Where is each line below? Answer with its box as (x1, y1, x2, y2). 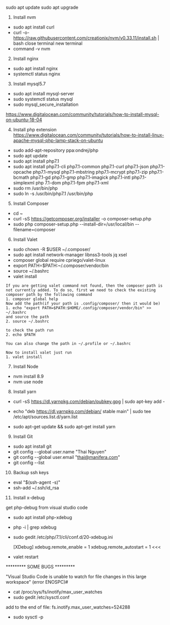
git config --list (13, 459, 45, 466)
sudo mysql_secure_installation (13, 101, 79, 107)
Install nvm (13, 14, 36, 20)
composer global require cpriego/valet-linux (13, 257, 106, 263)
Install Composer (13, 201, 49, 206)
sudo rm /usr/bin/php (13, 185, 58, 191)
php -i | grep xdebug (13, 524, 57, 530)
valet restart (13, 554, 39, 560)
